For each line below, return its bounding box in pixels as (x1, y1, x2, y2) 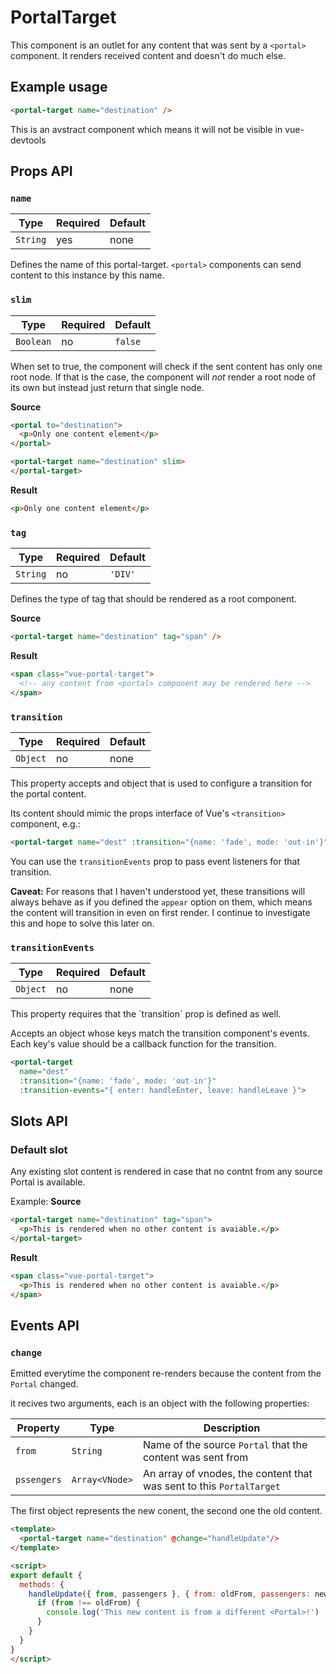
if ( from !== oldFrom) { (36, 1598, 141, 1608)
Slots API (10, 1113, 68, 1130)
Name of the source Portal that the (142, 1438, 308, 1452)
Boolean (15, 336, 52, 347)
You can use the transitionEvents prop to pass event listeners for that (10, 855, 300, 867)
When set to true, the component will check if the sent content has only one (10, 360, 323, 372)
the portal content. (10, 787, 87, 800)
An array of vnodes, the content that (142, 1467, 313, 1481)
